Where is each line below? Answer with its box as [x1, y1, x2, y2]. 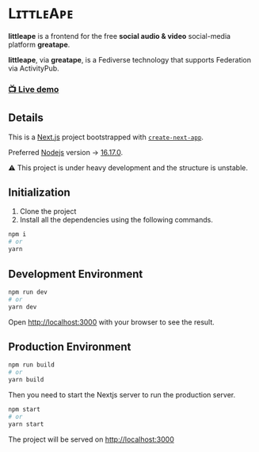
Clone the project [19, 207, 77, 216]
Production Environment [8, 340, 131, 353]
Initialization [8, 186, 71, 199]
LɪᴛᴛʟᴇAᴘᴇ [8, 5, 74, 23]
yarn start [8, 420, 44, 428]
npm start [8, 405, 41, 413]
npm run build [8, 361, 55, 369]
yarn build [8, 376, 44, 384]
